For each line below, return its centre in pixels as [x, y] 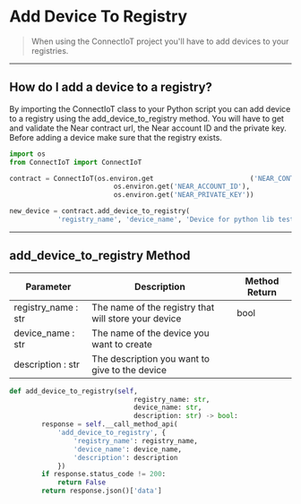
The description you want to [151, 358]
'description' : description [125, 457]
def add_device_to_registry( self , [74, 391]
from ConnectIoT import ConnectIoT [76, 162]
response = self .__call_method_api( [110, 424]
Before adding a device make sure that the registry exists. [116, 137]
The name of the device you [150, 333]
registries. [50, 50]
